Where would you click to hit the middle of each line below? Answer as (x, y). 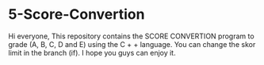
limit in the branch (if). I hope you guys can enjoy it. (92, 52)
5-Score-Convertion (77, 14)
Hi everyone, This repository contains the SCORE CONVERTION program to (132, 36)
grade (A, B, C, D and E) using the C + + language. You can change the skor (132, 44)
